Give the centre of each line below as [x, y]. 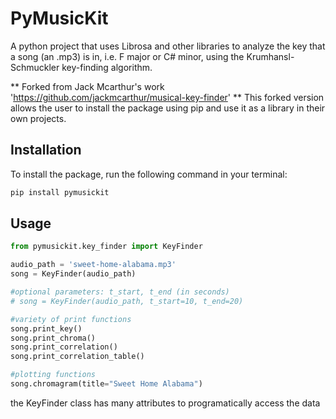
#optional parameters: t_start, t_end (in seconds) [120, 292]
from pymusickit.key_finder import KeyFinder [106, 247]
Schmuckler [35, 67]
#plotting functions [53, 375]
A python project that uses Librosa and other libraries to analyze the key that [168, 46]
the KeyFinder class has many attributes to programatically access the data [165, 403]
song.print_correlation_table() [77, 357]
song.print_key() [46, 328]
